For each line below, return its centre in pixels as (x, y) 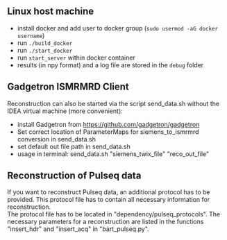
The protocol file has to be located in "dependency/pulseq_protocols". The (114, 214)
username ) (31, 35)
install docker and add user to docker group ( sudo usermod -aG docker (118, 28)
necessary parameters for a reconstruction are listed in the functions (106, 222)
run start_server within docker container (76, 58)
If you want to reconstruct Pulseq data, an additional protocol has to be (109, 192)
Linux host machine (51, 11)
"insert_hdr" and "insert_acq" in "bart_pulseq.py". (78, 229)
